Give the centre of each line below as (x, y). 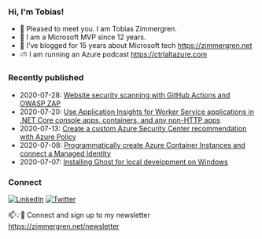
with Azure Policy (48, 137)
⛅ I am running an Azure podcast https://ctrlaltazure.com (113, 54)
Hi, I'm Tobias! (36, 12)
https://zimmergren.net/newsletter (64, 226)
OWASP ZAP (40, 103)
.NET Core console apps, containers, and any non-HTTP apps (120, 119)
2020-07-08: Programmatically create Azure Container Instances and (132, 145)
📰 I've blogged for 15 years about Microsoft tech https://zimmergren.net (136, 46)
